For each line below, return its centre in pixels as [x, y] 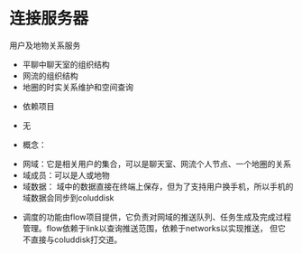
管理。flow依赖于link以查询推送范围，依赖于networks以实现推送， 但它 [154, 228]
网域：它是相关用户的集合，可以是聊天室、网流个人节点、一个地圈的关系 [156, 164]
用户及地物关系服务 [45, 45]
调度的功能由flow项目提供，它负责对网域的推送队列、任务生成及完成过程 [156, 217]
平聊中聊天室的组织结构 [66, 64]
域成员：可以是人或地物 [66, 175]
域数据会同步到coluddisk [68, 197]
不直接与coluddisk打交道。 [72, 239]
